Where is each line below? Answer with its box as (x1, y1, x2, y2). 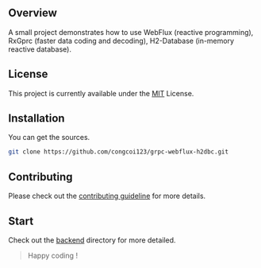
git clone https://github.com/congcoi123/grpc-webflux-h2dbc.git (8, 148, 228, 156)
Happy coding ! (27, 251, 78, 260)
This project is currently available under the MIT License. (8, 88, 194, 98)
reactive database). (8, 44, 71, 54)
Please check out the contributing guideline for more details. (8, 191, 206, 201)
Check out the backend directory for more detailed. (8, 235, 176, 245)
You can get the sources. (8, 133, 90, 142)
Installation (8, 111, 65, 126)
